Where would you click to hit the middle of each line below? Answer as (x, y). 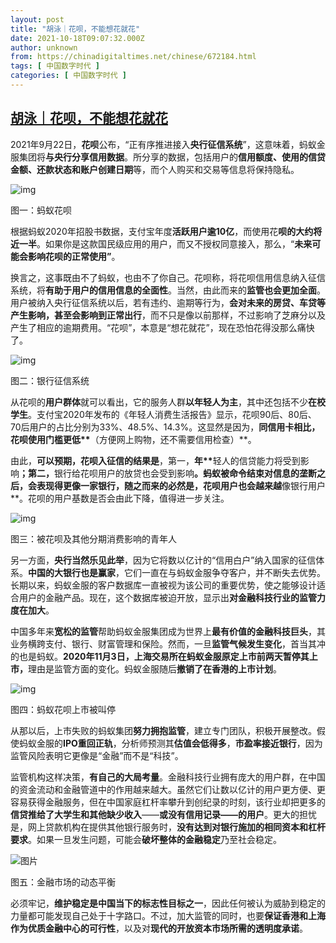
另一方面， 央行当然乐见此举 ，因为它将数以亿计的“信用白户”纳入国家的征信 (163, 560)
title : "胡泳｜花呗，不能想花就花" (75, 29)
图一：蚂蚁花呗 (41, 210)
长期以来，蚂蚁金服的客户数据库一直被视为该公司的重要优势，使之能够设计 (163, 585)
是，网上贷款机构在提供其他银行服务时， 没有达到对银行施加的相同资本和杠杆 (168, 827)
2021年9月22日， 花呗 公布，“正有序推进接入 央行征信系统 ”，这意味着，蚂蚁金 (168, 144)
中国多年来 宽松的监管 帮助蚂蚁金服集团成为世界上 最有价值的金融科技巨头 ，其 (168, 631)
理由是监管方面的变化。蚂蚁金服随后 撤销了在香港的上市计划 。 (155, 668)
